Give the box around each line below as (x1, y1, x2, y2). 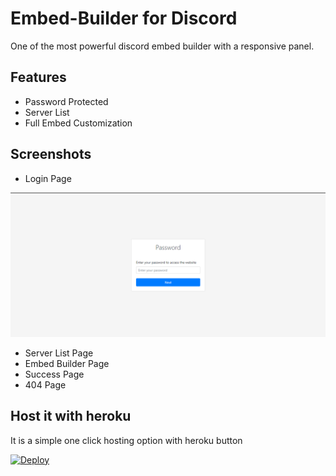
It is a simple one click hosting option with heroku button (10, 434, 243, 446)
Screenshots (10, 146, 92, 163)
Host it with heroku (10, 408, 132, 425)
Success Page (24, 368, 85, 380)
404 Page (24, 378, 67, 391)
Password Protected (24, 95, 109, 107)
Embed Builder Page (24, 357, 110, 369)
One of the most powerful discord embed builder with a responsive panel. (10, 40, 315, 52)
